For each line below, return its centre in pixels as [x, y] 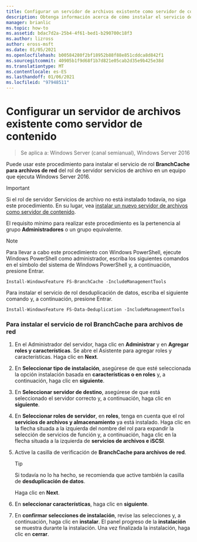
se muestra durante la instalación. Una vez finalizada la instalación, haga [102, 528]
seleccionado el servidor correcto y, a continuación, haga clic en [93, 398]
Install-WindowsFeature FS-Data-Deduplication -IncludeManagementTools [95, 309]
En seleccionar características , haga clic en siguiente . [81, 504]
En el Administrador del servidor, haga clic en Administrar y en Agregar [101, 345]
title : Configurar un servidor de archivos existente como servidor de [95, 11]
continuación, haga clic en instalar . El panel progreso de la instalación [100, 522]
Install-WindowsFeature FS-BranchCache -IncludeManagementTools [86, 282]
